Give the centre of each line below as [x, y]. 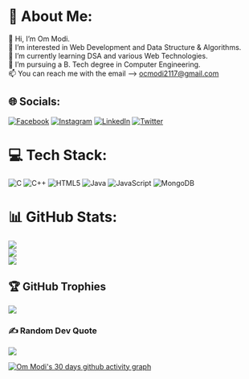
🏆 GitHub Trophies [57, 287]
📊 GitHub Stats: [63, 217]
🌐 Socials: [35, 102]
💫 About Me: [51, 16]
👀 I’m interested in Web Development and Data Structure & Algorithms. [125, 47]
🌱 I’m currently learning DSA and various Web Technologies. [108, 56]
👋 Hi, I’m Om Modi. [39, 39]
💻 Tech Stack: [58, 155]
